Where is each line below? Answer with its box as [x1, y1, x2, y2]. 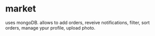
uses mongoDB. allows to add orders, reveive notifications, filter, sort [5, 19, 150, 25]
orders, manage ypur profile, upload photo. [5, 24, 96, 30]
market [5, 3, 37, 14]
